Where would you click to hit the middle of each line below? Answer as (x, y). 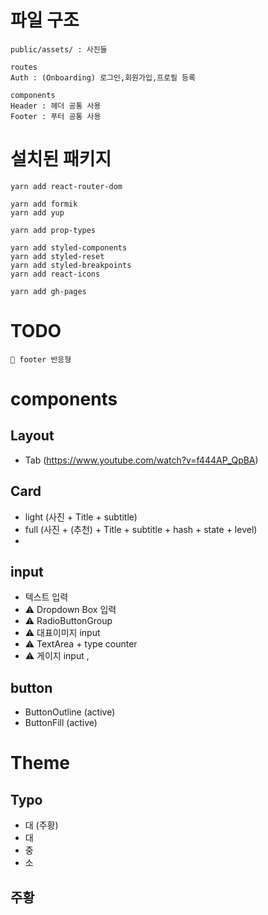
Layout (32, 436)
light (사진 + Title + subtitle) (81, 517)
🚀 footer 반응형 (41, 359)
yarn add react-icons (55, 274)
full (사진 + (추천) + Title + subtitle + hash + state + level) (141, 529)
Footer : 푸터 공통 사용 (56, 116)
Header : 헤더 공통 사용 (56, 106)
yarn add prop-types (53, 230)
